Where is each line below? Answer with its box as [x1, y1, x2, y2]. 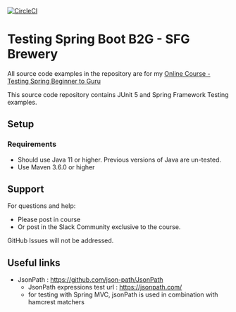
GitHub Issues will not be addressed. [7, 236, 114, 245]
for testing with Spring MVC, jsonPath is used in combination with [27, 290, 218, 299]
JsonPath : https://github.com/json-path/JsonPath [17, 275, 163, 284]
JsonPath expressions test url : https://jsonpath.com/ [27, 283, 182, 292]
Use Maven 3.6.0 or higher [17, 162, 95, 171]
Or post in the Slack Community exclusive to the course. [17, 223, 181, 231]
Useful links [7, 256, 61, 268]
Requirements [7, 139, 57, 149]
